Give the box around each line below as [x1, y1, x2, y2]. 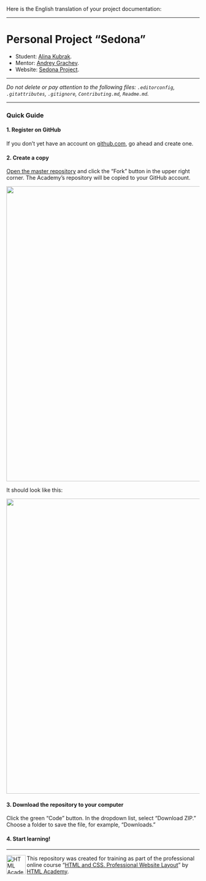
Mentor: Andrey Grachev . [15, 59, 80, 66]
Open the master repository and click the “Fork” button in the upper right [6, 168, 190, 175]
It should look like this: [6, 486, 63, 494]
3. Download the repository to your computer [6, 801, 124, 808]
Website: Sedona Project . [15, 66, 80, 73]
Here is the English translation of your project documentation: [6, 6, 162, 12]
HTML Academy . [26, 867, 69, 875]
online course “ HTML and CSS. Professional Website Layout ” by [26, 861, 189, 868]
